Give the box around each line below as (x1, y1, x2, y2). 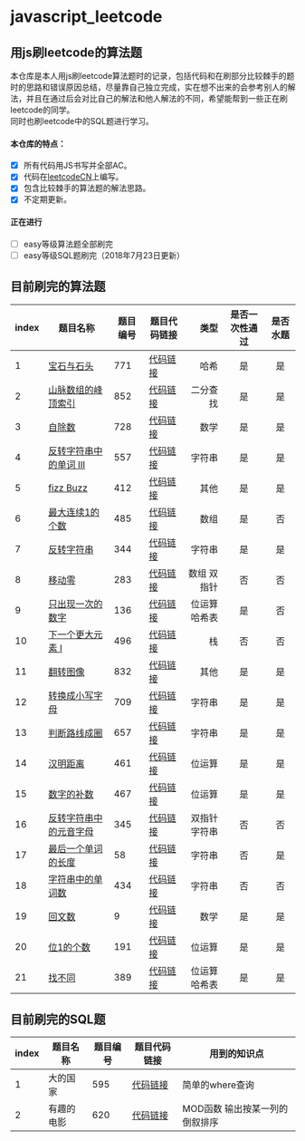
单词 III (56, 458, 86, 470)
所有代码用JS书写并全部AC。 (23, 160, 132, 171)
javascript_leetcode (10, 6, 163, 27)
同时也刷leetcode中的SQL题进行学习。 (10, 116, 154, 126)
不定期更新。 (23, 194, 71, 205)
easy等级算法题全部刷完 (23, 238, 114, 249)
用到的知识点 (208, 1048, 264, 1060)
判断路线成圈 (47, 727, 103, 740)
